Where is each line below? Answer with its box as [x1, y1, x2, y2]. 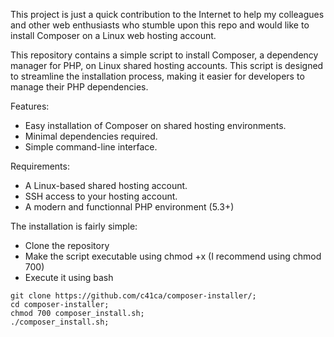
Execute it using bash [24, 272, 114, 283]
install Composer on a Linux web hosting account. [10, 30, 217, 41]
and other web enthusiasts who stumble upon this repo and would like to [10, 19, 310, 31]
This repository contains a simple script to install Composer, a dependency [10, 49, 319, 61]
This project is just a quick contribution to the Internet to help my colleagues [10, 9, 325, 20]
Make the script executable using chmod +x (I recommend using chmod [24, 250, 322, 262]
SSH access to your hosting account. [24, 190, 178, 202]
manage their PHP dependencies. [10, 81, 149, 93]
